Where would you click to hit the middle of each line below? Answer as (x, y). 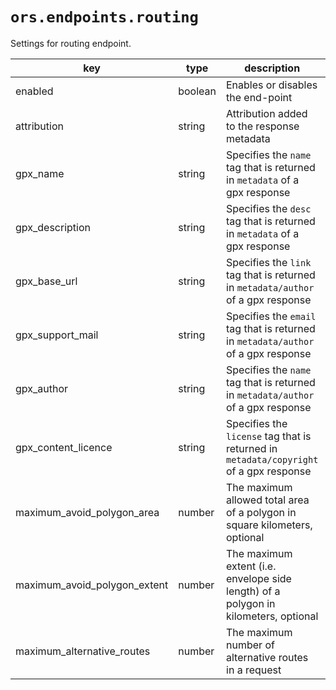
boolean (197, 91)
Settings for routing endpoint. (71, 43)
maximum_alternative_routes (83, 651)
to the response (263, 126)
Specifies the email (271, 316)
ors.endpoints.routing (104, 17)
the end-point (259, 97)
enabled (34, 91)
